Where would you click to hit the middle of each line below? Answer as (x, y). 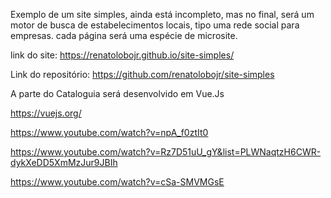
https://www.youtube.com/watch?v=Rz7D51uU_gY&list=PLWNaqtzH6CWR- (166, 152)
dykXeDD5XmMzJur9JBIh (64, 162)
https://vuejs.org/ (46, 113)
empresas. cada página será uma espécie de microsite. (124, 35)
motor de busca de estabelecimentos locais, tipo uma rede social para (155, 25)
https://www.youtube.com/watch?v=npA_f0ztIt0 (109, 132)
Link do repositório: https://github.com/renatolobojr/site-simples (142, 74)
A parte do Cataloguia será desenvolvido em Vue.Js (117, 93)
